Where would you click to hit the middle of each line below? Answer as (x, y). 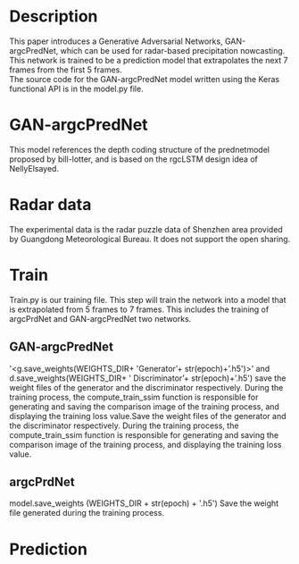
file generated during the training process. (87, 513)
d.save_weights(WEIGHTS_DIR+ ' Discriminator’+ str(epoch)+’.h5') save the (148, 378)
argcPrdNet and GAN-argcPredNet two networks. (100, 318)
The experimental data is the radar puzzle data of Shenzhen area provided (146, 229)
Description (54, 17)
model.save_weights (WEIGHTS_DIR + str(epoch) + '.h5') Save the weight (144, 503)
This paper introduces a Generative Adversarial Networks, (116, 41)
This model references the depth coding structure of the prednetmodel (140, 149)
